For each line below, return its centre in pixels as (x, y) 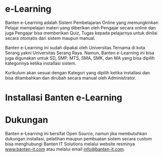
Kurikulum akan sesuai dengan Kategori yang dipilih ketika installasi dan (78, 72)
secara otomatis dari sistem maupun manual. (50, 38)
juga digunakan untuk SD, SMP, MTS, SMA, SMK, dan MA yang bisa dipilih (80, 58)
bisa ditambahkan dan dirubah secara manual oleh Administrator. (70, 78)
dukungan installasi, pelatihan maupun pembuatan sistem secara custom (79, 139)
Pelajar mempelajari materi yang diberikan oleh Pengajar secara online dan (81, 27)
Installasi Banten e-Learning (64, 98)
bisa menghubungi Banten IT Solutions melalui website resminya (70, 144)
